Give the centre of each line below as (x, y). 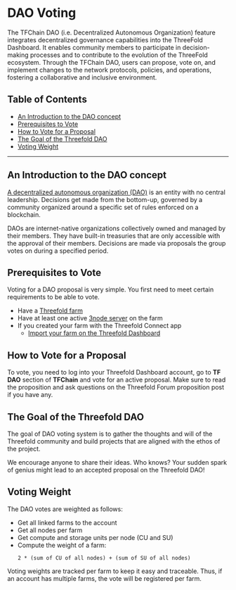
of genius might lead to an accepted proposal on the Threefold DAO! (106, 470)
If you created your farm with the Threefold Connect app (99, 326)
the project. (24, 449)
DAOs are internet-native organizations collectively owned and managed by (117, 228)
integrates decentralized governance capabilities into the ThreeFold (105, 39)
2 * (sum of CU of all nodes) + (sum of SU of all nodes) (104, 558)
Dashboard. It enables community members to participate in (94, 47)
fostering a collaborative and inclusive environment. (82, 77)
